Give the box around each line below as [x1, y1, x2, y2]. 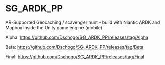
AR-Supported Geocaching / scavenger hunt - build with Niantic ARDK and [5, 19, 160, 25]
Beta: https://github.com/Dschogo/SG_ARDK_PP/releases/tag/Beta [5, 44, 144, 50]
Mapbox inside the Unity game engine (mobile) [5, 24, 102, 30]
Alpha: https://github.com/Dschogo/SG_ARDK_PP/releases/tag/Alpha [5, 34, 148, 40]
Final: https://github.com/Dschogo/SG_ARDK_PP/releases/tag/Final [5, 53, 145, 60]
